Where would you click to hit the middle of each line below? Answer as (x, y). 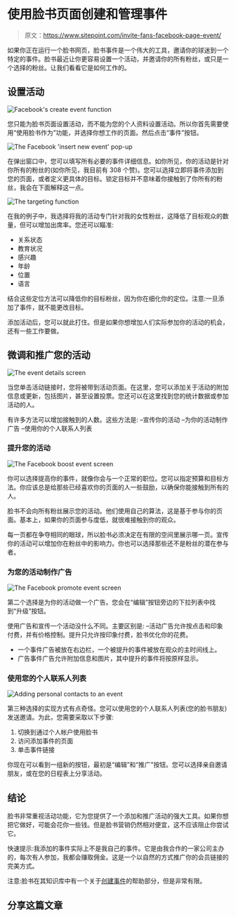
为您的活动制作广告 (40, 572)
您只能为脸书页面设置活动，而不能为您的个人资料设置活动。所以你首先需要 (115, 124)
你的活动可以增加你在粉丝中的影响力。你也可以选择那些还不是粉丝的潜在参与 (118, 543)
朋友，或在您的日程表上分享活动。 (57, 774)
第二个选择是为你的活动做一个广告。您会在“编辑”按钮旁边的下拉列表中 (109, 602)
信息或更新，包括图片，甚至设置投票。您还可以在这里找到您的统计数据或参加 (118, 396)
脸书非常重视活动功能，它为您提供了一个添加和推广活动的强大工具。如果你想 (118, 816)
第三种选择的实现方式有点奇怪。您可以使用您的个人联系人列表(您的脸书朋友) (117, 708)
